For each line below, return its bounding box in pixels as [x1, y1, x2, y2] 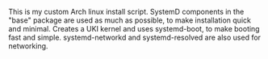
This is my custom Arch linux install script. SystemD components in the [8, 7, 245, 16]
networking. [8, 41, 48, 51]
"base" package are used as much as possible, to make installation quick [8, 15, 252, 25]
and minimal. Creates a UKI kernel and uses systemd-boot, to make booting [8, 24, 260, 33]
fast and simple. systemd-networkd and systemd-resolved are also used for [8, 32, 261, 42]
